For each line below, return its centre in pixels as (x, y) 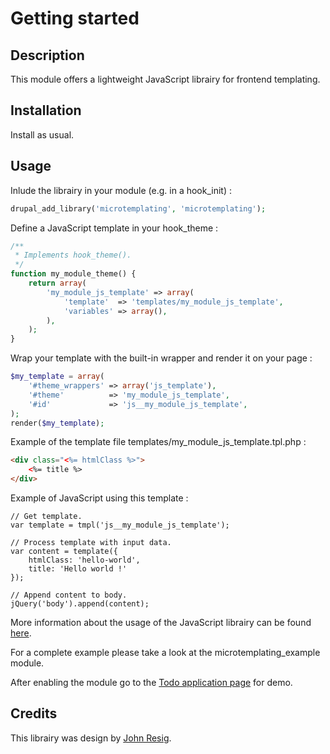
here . (21, 633)
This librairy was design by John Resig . (91, 738)
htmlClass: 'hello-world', (84, 560)
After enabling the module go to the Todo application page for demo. (151, 682)
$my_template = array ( (57, 377)
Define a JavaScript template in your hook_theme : (114, 228)
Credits (34, 713)
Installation (46, 110)
